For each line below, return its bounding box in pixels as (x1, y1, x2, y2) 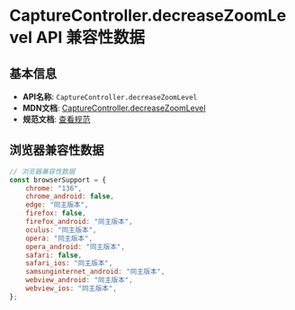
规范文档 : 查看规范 (22, 114, 91, 124)
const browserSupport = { (9, 175, 106, 184)
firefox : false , (25, 208, 87, 218)
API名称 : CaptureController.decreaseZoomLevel (22, 92, 198, 102)
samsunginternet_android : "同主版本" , (25, 267, 165, 277)
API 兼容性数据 (35, 28, 146, 48)
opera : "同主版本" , (25, 234, 93, 243)
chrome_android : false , (25, 192, 115, 201)
